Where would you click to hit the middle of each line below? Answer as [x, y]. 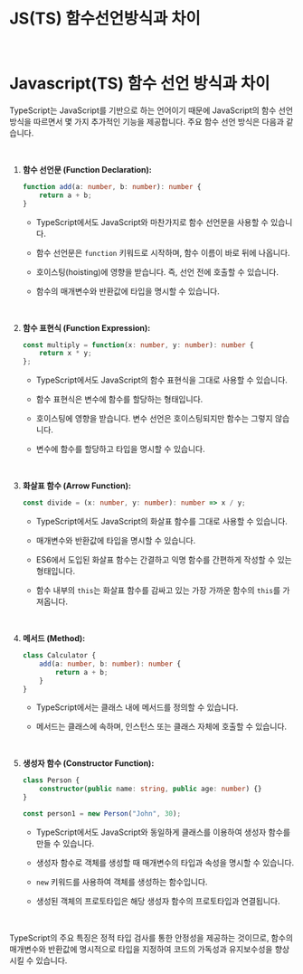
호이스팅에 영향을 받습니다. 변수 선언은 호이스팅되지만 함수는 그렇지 [154, 419]
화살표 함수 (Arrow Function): [76, 486]
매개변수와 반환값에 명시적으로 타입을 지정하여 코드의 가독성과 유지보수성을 [141, 949]
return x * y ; [66, 354]
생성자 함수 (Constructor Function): [88, 763]
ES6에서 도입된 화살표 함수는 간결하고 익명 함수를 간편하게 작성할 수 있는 [164, 560]
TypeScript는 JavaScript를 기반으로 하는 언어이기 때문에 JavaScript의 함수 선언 [151, 110]
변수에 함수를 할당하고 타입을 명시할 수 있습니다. [120, 449]
